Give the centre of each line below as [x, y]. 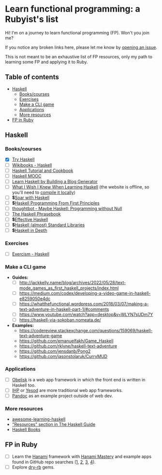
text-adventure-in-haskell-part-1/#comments [64, 309]
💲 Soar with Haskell [31, 197]
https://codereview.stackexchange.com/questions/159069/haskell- [86, 331]
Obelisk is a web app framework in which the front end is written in [79, 379]
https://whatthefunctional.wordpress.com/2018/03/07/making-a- [84, 304]
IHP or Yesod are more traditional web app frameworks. [67, 390]
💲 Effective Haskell [30, 220]
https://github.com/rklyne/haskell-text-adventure [68, 346]
